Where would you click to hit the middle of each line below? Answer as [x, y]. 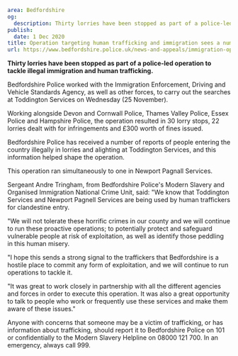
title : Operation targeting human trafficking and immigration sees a [114, 43]
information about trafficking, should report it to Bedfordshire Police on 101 [116, 330]
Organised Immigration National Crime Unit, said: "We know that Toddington [118, 192]
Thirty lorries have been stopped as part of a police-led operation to [109, 63]
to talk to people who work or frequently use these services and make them [118, 301]
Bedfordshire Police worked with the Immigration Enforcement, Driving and [117, 84]
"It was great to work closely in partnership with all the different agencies [114, 287]
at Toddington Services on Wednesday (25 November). [88, 100]
